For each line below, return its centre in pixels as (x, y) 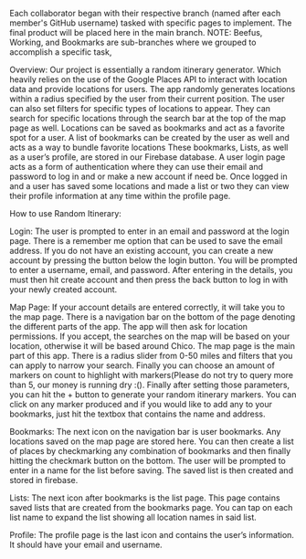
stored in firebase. (44, 480)
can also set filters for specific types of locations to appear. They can (140, 108)
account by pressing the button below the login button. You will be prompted (153, 260)
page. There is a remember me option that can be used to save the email (146, 241)
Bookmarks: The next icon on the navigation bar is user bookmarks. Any (145, 432)
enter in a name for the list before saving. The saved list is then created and (152, 470)
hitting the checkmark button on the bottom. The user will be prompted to (148, 461)
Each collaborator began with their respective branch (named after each (145, 13)
